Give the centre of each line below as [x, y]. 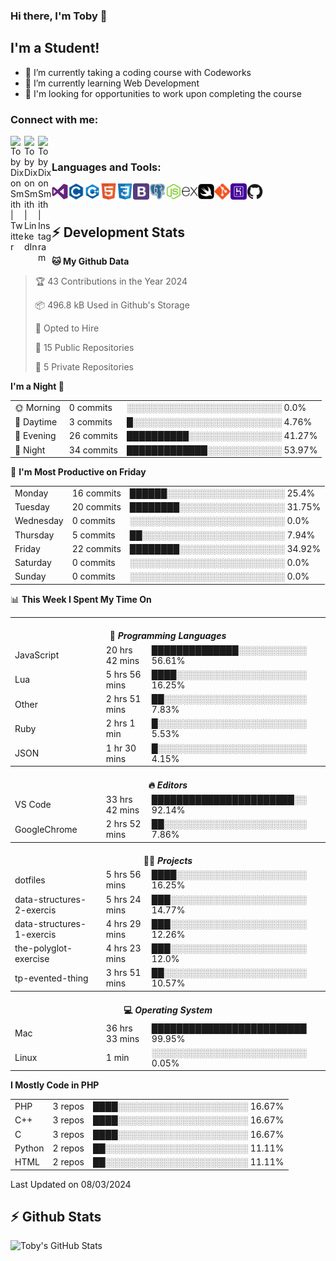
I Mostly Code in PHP [55, 1085]
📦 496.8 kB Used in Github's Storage [112, 305]
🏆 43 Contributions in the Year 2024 [111, 281]
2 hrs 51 [123, 699]
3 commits [90, 422]
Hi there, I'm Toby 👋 [59, 16]
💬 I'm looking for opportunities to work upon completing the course [163, 93]
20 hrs [119, 650]
